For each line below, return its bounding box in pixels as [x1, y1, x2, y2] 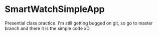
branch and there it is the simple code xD [5, 25, 90, 31]
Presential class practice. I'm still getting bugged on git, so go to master [5, 20, 153, 26]
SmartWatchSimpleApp [5, 3, 105, 15]
